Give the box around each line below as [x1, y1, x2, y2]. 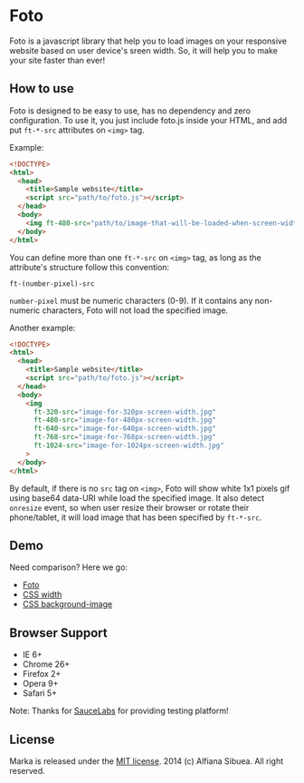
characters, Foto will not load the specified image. [42, 305, 229, 316]
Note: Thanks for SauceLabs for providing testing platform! [9, 705, 229, 717]
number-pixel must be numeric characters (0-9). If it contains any [9, 295, 253, 306]
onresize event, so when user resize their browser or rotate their [9, 502, 250, 513]
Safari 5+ [22, 688, 57, 699]
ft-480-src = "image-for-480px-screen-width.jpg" [33, 416, 217, 425]
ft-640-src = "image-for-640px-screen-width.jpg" [33, 424, 217, 434]
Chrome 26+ [22, 659, 71, 670]
